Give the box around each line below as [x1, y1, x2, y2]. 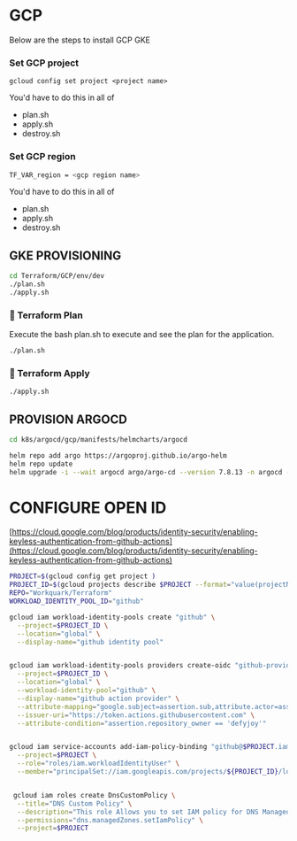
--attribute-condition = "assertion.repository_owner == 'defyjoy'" [17, 719, 267, 728]
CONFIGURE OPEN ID [9, 498, 167, 518]
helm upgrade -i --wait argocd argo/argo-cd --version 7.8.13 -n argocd [9, 467, 283, 476]
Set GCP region [9, 150, 77, 163]
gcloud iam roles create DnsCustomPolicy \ [12, 791, 176, 799]
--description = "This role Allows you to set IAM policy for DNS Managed [17, 807, 291, 816]
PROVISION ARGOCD [9, 412, 128, 427]
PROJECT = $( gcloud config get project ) [9, 572, 156, 581]
